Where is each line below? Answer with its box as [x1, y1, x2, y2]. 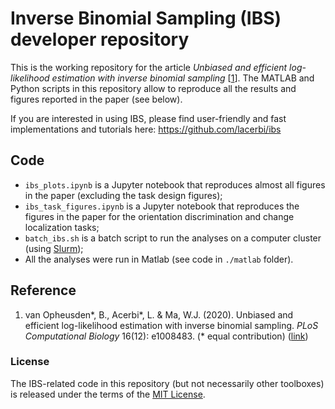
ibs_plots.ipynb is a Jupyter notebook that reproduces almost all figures [24, 178, 326, 191]
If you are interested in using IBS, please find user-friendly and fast [10, 112, 287, 124]
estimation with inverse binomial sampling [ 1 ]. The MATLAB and [51, 72, 315, 84]
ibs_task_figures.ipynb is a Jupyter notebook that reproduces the [24, 200, 300, 212]
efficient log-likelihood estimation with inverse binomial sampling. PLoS [24, 319, 319, 331]
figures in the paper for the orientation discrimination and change [24, 210, 295, 222]
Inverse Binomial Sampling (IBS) [10, 7, 282, 30]
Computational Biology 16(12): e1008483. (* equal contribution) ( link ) [24, 330, 309, 342]
